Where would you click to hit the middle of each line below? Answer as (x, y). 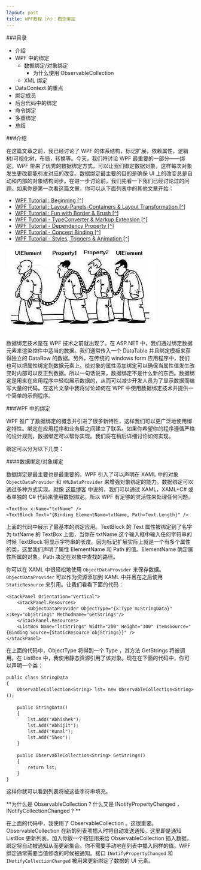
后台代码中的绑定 (36, 103)
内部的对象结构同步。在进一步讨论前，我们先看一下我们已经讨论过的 (100, 180)
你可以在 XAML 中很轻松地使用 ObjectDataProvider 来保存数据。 (85, 569)
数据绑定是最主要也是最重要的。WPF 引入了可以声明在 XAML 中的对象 (92, 474)
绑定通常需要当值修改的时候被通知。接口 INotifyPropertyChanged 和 (90, 853)
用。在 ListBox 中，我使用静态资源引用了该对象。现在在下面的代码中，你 (95, 658)
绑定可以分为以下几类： (35, 448)
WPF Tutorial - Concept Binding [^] (58, 232)
